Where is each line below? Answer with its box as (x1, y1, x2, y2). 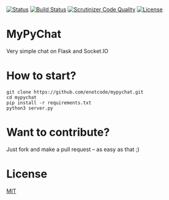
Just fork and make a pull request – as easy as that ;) (6, 146, 140, 153)
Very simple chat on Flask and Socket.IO (6, 47, 108, 54)
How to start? (6, 69, 77, 83)
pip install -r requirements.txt (6, 100, 92, 106)
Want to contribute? (6, 125, 110, 139)
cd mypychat (6, 94, 37, 100)
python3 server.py (6, 105, 53, 111)
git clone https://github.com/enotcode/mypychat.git (6, 89, 144, 95)
